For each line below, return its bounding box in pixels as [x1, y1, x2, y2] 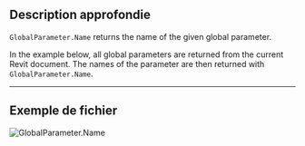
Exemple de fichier [9, 103, 118, 119]
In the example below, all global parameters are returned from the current [9, 49, 284, 60]
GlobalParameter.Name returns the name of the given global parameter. [9, 31, 272, 42]
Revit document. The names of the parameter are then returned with [9, 58, 265, 69]
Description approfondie [9, 7, 152, 23]
